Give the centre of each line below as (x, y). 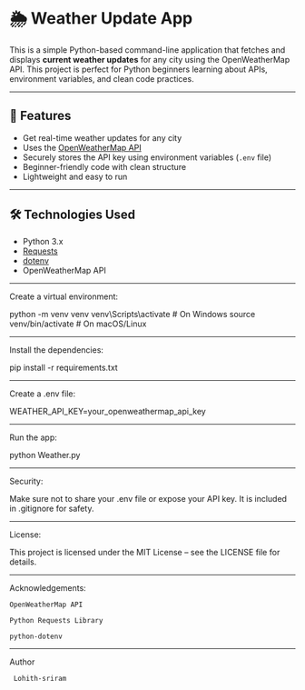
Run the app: (33, 437)
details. (23, 562)
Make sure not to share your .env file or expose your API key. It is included (148, 498)
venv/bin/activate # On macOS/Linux (78, 324)
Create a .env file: (42, 394)
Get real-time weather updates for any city (102, 137)
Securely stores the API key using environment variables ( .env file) (147, 157)
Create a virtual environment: (64, 296)
